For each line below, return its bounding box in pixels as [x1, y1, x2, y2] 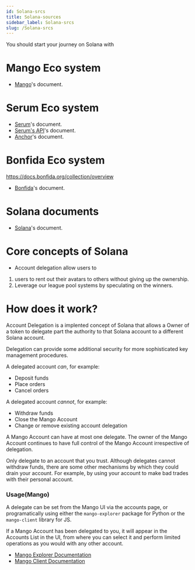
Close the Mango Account [14, 415, 78, 422]
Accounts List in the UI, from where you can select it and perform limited [6, 534, 181, 541]
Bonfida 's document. [14, 185, 65, 192]
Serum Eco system [6, 101, 99, 115]
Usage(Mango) [6, 490, 50, 499]
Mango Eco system [6, 62, 101, 75]
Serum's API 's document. [14, 127, 76, 134]
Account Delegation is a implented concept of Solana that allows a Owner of [6, 322, 190, 329]
